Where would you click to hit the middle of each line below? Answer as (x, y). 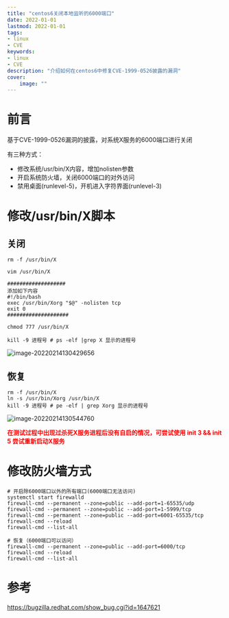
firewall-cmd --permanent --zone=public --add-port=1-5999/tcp (99, 509)
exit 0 (16, 309)
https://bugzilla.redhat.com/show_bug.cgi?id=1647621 (84, 607)
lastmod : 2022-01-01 (37, 26)
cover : (16, 77)
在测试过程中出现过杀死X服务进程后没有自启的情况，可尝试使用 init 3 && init (114, 433)
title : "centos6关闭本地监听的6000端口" (61, 13)
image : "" (34, 84)
